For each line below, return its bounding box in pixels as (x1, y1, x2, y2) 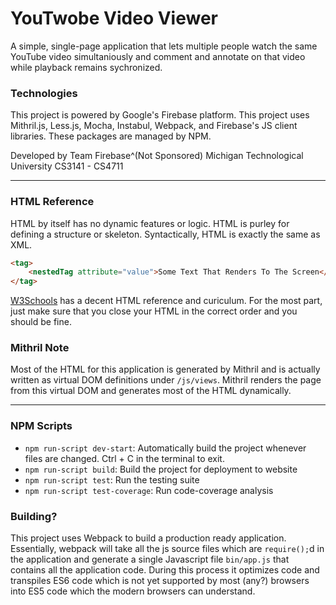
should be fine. (10, 316, 72, 328)
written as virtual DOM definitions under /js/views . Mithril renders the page (10, 374, 322, 386)
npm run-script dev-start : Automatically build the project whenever (24, 442, 307, 454)
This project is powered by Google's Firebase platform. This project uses (10, 109, 310, 121)
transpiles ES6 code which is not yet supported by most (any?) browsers (10, 575, 310, 587)
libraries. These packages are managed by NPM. (10, 130, 212, 142)
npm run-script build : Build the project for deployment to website (24, 463, 298, 475)
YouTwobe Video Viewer (10, 7, 218, 30)
